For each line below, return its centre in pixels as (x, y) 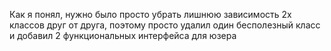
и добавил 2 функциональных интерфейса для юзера (123, 35)
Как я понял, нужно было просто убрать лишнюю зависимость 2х (150, 14)
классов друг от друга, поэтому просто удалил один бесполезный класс (165, 25)
